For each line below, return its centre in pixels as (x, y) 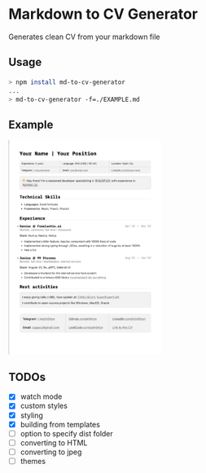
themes (33, 461)
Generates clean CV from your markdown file (84, 37)
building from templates (60, 424)
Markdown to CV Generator (103, 14)
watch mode (41, 396)
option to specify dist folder (67, 433)
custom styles (44, 406)
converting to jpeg (51, 452)
